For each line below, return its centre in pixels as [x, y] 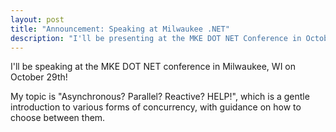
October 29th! [39, 77]
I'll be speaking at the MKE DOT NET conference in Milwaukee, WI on [153, 67]
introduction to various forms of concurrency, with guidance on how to [156, 107]
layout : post [37, 19]
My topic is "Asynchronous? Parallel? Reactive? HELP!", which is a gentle [160, 97]
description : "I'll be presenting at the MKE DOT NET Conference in [156, 38]
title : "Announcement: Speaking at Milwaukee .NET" [120, 29]
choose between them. [58, 118]
